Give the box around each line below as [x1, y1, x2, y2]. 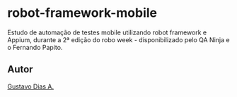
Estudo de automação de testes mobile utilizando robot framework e [7, 28, 207, 37]
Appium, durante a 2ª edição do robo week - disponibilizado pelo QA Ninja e [7, 35, 230, 44]
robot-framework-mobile [7, 5, 158, 21]
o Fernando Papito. [7, 43, 63, 51]
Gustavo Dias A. [7, 82, 54, 91]
